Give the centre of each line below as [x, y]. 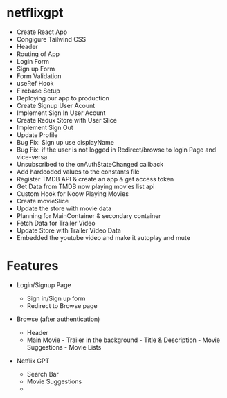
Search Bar [43, 374]
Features [33, 266]
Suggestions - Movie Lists [64, 347]
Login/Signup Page [44, 284]
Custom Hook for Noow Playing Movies [73, 193]
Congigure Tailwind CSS [51, 39]
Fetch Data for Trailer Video [56, 223]
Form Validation [39, 76]
